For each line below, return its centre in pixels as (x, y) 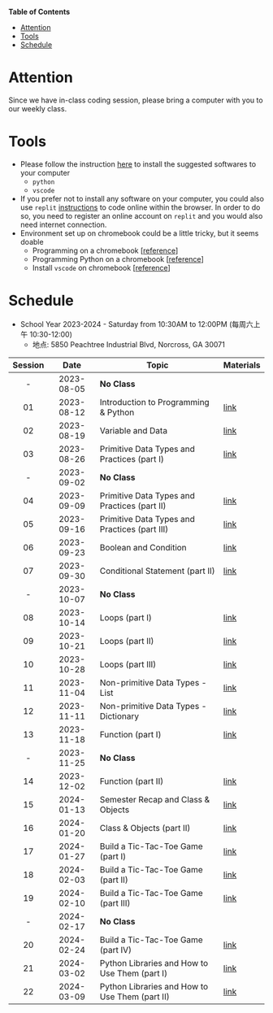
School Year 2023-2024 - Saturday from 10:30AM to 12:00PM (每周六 (136, 324)
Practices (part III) (134, 529)
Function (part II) (132, 781)
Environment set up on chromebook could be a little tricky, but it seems (139, 233)
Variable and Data (134, 430)
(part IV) (116, 950)
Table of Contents (39, 12)
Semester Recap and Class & (155, 799)
